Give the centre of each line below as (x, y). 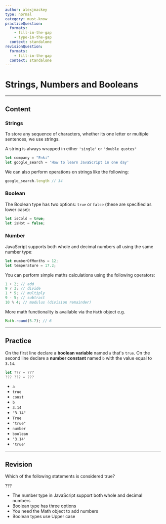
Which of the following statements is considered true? (60, 476)
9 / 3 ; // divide (23, 289)
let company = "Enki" (27, 158)
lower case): (18, 209)
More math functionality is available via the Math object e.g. (65, 311)
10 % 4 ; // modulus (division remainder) (48, 303)
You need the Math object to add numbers (55, 511)
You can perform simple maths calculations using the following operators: (80, 275)
